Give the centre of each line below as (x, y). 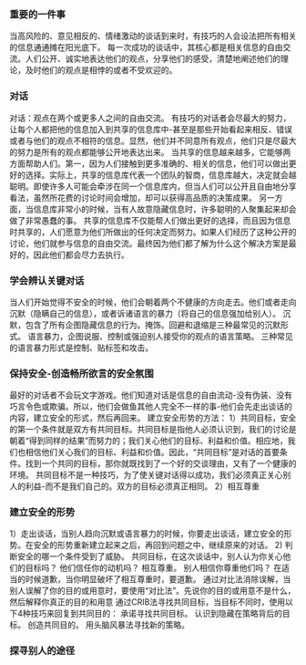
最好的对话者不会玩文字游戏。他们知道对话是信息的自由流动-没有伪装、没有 (151, 395)
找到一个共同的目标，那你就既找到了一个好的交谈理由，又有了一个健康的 (161, 463)
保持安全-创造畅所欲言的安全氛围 (82, 373)
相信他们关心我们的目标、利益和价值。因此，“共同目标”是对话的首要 (153, 452)
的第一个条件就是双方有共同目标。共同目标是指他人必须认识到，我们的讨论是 (153, 430)
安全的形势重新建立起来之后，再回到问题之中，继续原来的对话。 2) (158, 546)
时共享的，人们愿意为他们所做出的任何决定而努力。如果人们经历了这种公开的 (153, 232)
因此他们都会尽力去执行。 (81, 255)
